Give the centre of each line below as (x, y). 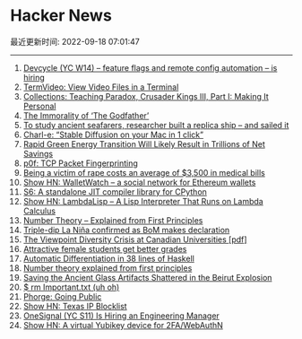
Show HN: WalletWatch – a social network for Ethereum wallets (139, 182)
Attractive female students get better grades (105, 248)
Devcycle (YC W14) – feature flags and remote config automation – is (150, 67)
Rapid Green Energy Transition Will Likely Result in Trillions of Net (144, 143)
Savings (38, 153)
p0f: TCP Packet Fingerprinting (80, 163)
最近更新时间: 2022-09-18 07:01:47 (75, 41)
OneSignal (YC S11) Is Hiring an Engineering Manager (121, 316)
